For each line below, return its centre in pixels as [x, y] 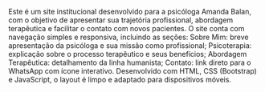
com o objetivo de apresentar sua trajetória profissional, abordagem [121, 20]
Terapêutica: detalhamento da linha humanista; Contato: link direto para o [130, 62]
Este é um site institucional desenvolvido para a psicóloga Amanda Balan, [130, 12]
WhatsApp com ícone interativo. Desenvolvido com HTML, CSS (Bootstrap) [132, 71]
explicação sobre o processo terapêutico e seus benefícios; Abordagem [128, 54]
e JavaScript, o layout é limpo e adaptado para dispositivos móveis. [120, 80]
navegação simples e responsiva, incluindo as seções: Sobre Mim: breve [128, 37]
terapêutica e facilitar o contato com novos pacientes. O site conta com [126, 28]
